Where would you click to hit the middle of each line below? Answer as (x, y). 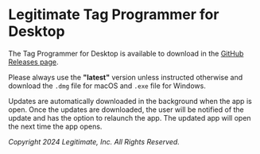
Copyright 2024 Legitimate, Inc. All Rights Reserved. (94, 141)
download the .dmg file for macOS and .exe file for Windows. (107, 86)
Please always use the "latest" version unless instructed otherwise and (126, 77)
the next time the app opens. (55, 126)
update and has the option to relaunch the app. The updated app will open (130, 117)
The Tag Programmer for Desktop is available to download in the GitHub (126, 53)
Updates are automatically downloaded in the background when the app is (130, 101)
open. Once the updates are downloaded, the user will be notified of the (126, 110)
